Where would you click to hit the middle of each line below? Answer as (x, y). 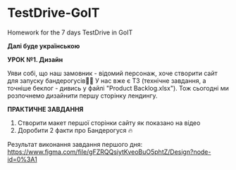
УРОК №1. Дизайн (35, 59)
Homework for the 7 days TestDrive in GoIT (70, 32)
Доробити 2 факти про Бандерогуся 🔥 (75, 130)
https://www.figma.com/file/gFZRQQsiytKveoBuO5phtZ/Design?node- (109, 152)
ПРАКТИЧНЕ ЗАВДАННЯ (45, 109)
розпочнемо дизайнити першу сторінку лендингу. (82, 96)
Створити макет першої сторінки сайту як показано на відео (109, 123)
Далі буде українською (44, 46)
